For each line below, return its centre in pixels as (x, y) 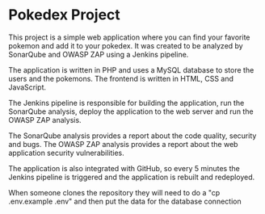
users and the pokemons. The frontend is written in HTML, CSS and (121, 78)
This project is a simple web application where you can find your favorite (129, 37)
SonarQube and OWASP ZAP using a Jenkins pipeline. (99, 54)
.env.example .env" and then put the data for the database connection (125, 201)
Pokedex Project (65, 15)
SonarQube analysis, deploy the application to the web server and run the (131, 111)
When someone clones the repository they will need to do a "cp (114, 192)
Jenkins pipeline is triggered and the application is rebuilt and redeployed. (132, 177)
